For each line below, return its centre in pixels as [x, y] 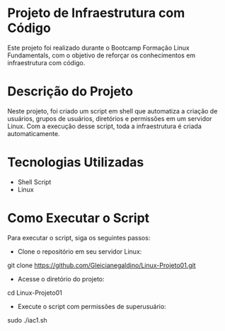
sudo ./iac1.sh [27, 320]
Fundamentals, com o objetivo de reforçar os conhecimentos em [102, 55]
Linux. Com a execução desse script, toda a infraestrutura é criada [104, 126]
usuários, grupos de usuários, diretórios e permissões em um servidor [110, 118]
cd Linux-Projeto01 [35, 293]
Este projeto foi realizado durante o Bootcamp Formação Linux [98, 47]
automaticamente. [34, 133]
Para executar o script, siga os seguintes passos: [79, 237]
